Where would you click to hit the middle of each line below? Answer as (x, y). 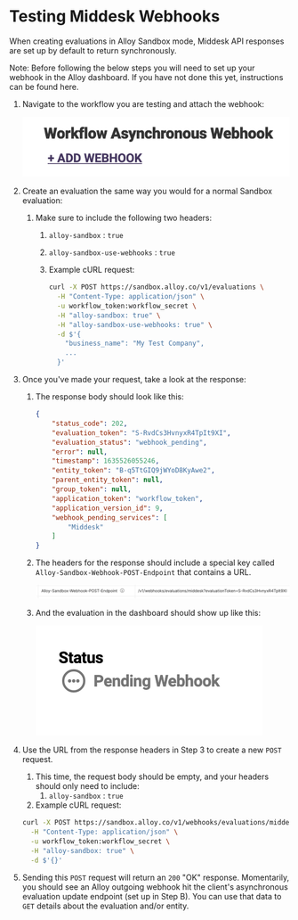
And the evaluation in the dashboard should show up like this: (148, 613)
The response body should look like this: (109, 397)
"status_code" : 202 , (90, 423)
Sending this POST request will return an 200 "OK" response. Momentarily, (156, 877)
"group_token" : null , (92, 489)
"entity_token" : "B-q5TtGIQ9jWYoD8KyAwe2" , (133, 471)
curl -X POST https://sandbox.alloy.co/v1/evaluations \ (157, 287)
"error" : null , (80, 452)
